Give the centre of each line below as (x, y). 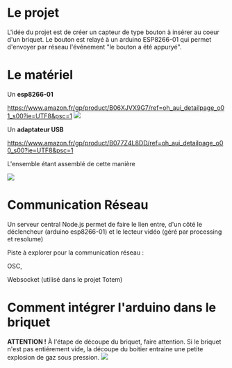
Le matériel (40, 75)
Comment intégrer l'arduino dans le (112, 307)
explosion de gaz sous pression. (53, 357)
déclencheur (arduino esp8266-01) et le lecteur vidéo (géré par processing (115, 232)
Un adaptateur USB (35, 129)
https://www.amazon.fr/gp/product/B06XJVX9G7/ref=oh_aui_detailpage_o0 (116, 107)
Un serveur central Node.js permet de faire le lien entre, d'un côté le (105, 224)
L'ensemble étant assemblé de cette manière (71, 163)
